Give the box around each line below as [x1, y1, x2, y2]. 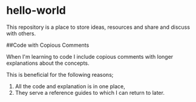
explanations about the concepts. [6, 59, 90, 67]
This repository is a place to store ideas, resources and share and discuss [6, 23, 191, 31]
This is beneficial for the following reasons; [6, 71, 114, 78]
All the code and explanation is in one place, [15, 82, 125, 90]
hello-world [6, 4, 67, 17]
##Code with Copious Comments [6, 41, 90, 49]
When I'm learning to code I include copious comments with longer [6, 53, 174, 60]
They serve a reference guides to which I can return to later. [15, 89, 165, 96]
